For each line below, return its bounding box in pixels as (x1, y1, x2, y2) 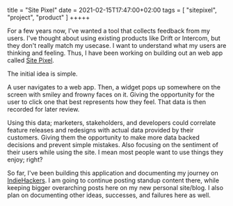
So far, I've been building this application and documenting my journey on (7, 169, 218, 177)
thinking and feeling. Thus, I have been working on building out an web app (7, 49, 223, 57)
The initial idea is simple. (7, 69, 78, 78)
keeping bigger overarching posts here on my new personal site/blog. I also (7, 184, 224, 191)
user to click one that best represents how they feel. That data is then (7, 98, 207, 106)
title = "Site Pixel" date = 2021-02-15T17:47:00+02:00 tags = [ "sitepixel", (7, 6, 217, 14)
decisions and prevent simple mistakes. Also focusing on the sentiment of (7, 141, 219, 148)
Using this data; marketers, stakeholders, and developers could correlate (7, 119, 216, 127)
